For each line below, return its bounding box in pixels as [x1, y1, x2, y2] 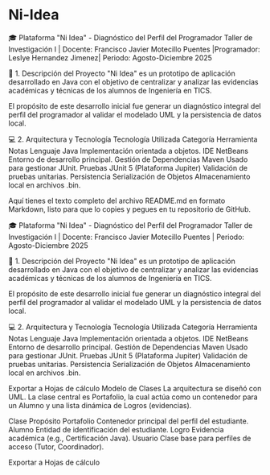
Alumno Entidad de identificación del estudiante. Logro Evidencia [8, 424, 224, 434]
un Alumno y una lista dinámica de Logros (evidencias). [8, 400, 192, 410]
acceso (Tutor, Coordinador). [8, 441, 104, 452]
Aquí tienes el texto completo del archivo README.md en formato [8, 196, 226, 205]
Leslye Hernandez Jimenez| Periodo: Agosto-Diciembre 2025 [8, 52, 213, 62]
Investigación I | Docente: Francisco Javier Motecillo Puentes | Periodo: [8, 232, 245, 242]
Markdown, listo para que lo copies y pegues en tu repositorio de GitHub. [8, 204, 252, 214]
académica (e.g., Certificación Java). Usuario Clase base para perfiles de [8, 433, 252, 443]
